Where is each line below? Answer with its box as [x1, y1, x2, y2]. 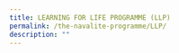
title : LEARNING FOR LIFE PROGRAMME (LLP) [9, 13, 171, 22]
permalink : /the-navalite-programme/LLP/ [9, 22, 167, 31]
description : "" [9, 30, 70, 39]
